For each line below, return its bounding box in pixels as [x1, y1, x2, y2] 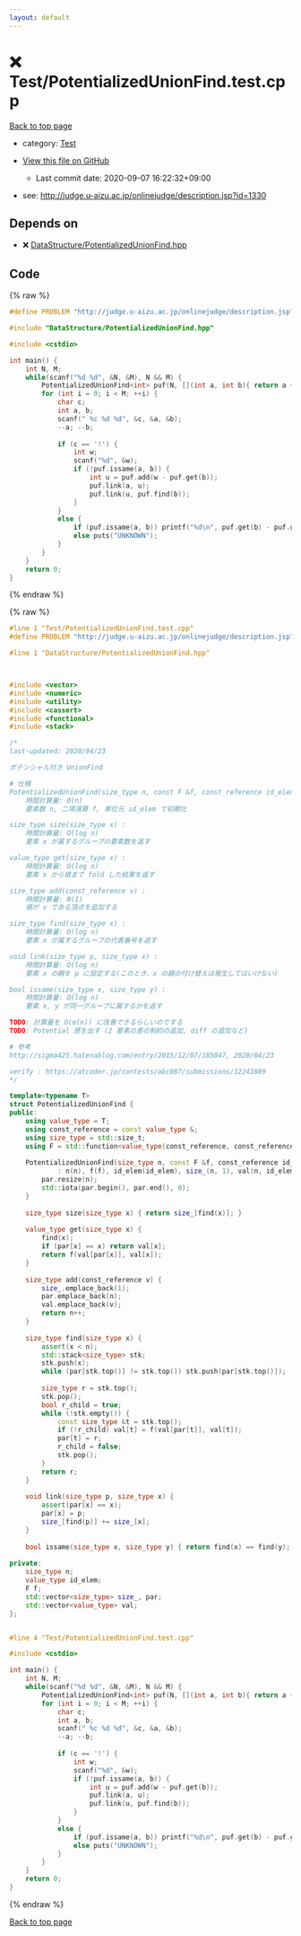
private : [9, 1559, 42, 1568]
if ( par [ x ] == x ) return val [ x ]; [41, 1242, 167, 1251]
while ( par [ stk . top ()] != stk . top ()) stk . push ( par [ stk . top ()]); [41, 1367, 287, 1377]
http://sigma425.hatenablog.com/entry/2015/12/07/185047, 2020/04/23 [9, 1051, 275, 1060]
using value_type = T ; [25, 1117, 110, 1126]
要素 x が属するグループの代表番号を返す [25, 936, 158, 946]
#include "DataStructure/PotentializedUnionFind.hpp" [9, 324, 215, 333]
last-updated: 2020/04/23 [9, 747, 106, 756]
